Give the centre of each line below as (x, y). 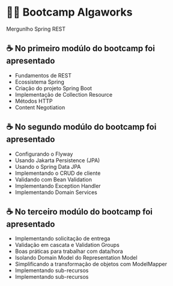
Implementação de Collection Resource (64, 94)
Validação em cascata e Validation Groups (67, 245)
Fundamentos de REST (43, 75)
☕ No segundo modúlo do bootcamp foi (81, 127)
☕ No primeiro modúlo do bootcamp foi (80, 48)
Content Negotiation (40, 107)
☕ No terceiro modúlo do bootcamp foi (80, 212)
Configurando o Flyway (44, 154)
